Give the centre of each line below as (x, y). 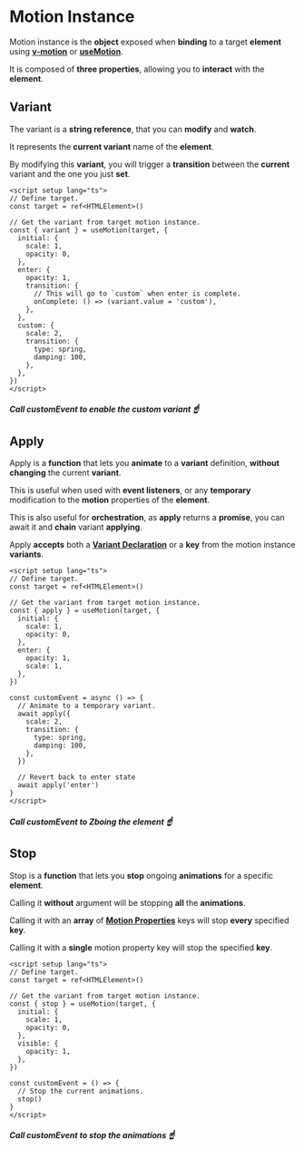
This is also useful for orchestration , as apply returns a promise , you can (147, 518)
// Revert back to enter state (77, 777)
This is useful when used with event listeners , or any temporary (130, 491)
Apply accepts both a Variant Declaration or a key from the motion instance (152, 545)
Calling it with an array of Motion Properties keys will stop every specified (149, 920)
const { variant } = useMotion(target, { (89, 230)
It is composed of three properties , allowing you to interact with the (137, 69)
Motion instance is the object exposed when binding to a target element (145, 42)
